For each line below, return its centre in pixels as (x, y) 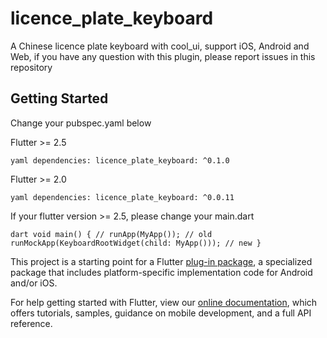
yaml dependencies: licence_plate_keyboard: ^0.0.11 (122, 197)
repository (31, 67)
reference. (31, 323)
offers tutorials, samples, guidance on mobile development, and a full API (161, 313)
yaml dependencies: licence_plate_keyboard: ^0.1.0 (120, 160)
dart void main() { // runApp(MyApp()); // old (111, 234)
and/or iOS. (34, 283)
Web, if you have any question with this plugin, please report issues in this (163, 56)
